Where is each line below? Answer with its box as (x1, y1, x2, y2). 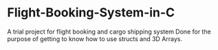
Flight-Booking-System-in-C (7, 5, 175, 21)
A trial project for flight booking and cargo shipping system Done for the (7, 27, 211, 36)
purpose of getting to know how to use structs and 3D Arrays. (7, 34, 183, 42)
